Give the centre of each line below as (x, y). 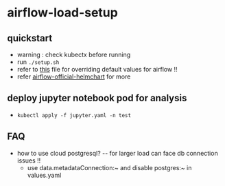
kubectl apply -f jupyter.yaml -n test (74, 115)
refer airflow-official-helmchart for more (74, 76)
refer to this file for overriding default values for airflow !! (97, 69)
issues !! (29, 161)
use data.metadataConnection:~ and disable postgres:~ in (109, 167)
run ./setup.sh (38, 62)
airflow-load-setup (62, 13)
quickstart (30, 38)
